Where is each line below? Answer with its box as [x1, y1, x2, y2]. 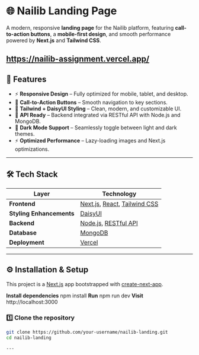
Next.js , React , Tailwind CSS [80, 199, 159, 208]
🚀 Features [6, 74, 47, 84]
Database [9, 229, 37, 237]
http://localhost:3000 [6, 298, 58, 305]
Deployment [9, 238, 44, 246]
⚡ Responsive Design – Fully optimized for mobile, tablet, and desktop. [14, 90, 188, 97]
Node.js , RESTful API [80, 218, 138, 227]
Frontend [9, 199, 36, 208]
